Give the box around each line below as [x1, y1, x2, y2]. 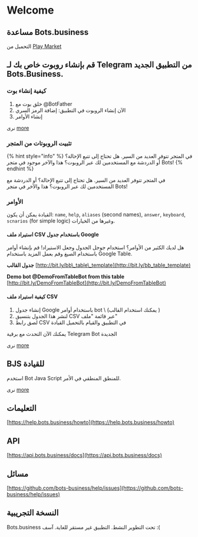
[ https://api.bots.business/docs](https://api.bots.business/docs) [6, 452, 163, 459]
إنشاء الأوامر [15, 113, 43, 120]
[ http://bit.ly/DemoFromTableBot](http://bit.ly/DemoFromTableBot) [6, 279, 167, 287]
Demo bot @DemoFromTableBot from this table [6, 273, 125, 280]
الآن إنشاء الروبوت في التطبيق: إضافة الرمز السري [15, 106, 126, 114]
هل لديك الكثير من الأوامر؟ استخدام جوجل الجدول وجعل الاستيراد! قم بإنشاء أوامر [6, 244, 184, 251]
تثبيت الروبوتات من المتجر [6, 139, 72, 147]
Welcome [6, 4, 54, 17]
